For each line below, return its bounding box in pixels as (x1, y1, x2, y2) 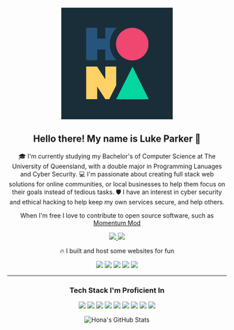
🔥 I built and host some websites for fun (59, 246, 175, 255)
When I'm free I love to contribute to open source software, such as (19, 211, 214, 220)
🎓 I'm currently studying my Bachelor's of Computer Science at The (18, 151, 216, 160)
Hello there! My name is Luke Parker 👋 (33, 133, 201, 145)
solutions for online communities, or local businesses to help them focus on (8, 179, 226, 188)
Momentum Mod (93, 218, 141, 227)
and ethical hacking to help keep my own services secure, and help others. (9, 197, 225, 206)
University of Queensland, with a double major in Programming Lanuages (12, 162, 222, 170)
